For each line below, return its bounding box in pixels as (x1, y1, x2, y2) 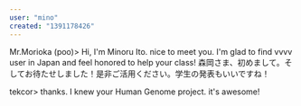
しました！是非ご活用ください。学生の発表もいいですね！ (56, 68, 270, 79)
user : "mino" (9, 13, 59, 22)
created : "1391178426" (9, 22, 95, 31)
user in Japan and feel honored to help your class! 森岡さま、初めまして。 (9, 57, 285, 67)
